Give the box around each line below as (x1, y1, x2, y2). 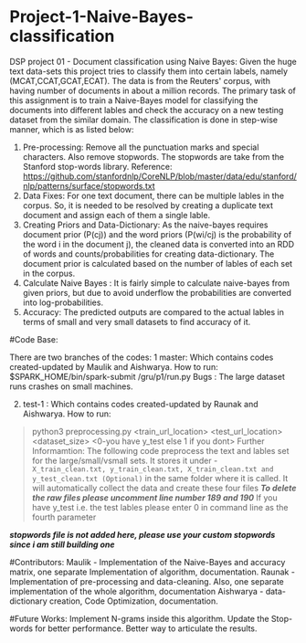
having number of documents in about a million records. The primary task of (9, 85, 297, 96)
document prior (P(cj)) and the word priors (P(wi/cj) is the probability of (22, 228, 292, 239)
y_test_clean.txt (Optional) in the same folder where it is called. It (31, 472, 289, 483)
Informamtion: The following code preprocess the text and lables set (31, 445, 290, 456)
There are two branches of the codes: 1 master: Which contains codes (9, 352, 274, 363)
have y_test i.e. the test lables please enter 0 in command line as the (31, 501, 289, 512)
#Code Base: (9, 333, 58, 344)
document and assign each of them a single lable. (22, 209, 211, 220)
